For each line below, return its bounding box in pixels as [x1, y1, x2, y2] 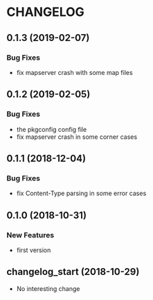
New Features [6, 230, 55, 240]
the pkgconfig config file [16, 125, 87, 133]
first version [16, 246, 51, 254]
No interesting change [16, 284, 80, 292]
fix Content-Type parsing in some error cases [16, 189, 147, 198]
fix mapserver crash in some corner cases [16, 133, 138, 141]
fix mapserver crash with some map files [16, 68, 133, 76]
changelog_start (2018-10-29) [6, 266, 140, 278]
